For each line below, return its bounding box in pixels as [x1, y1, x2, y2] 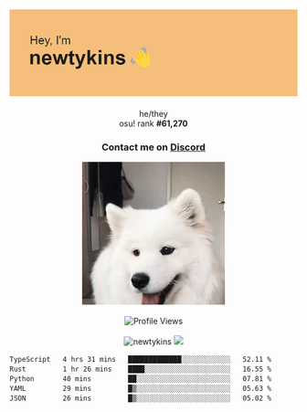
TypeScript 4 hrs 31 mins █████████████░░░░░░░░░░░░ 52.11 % [9, 355, 272, 364]
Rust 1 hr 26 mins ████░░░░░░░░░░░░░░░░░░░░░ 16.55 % [9, 364, 272, 375]
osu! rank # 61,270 [118, 118, 189, 129]
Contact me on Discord [101, 141, 206, 153]
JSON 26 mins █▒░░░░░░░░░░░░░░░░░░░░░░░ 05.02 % [9, 394, 272, 403]
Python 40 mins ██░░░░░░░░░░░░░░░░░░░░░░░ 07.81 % [9, 375, 272, 384]
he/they [138, 109, 169, 119]
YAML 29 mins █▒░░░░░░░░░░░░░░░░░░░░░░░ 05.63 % [9, 384, 272, 393]
